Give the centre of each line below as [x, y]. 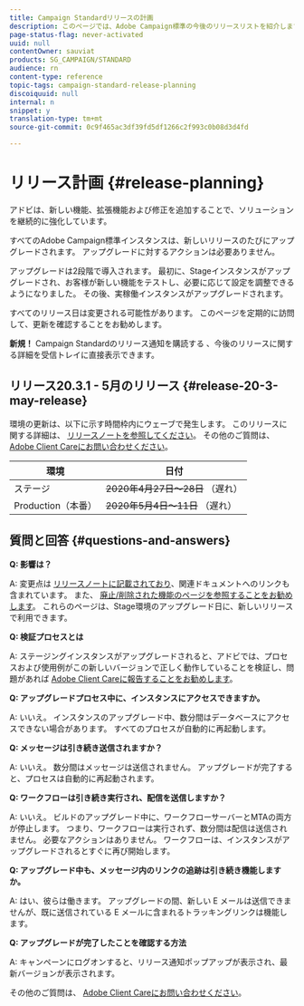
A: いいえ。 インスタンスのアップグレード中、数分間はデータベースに [138, 717]
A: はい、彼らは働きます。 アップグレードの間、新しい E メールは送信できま [151, 900]
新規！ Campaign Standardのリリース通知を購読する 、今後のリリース [139, 343]
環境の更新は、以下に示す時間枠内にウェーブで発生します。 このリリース [144, 423]
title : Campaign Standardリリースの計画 [81, 18]
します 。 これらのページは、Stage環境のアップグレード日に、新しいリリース [152, 606]
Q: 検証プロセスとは [47, 636]
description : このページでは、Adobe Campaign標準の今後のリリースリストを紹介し [148, 26]
